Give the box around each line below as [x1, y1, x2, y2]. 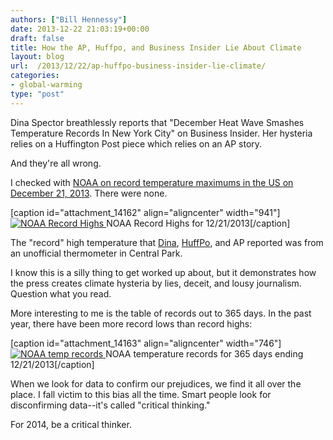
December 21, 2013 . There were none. [10, 187, 168, 199]
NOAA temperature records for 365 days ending [105, 347, 304, 360]
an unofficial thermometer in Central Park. [10, 247, 183, 259]
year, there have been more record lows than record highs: [10, 317, 253, 330]
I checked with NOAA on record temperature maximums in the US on [10, 176, 294, 188]
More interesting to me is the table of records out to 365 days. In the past [10, 307, 312, 319]
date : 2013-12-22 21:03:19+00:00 [10, 24, 150, 34]
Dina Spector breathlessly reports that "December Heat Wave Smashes [10, 116, 305, 128]
